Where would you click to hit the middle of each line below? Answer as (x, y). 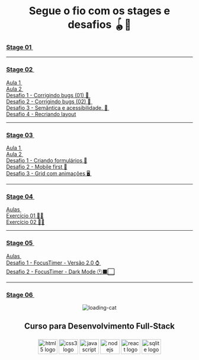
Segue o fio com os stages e (99, 11)
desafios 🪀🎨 (99, 25)
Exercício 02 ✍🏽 (25, 222)
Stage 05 (20, 243)
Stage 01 (19, 47)
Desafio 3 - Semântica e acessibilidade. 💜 (57, 107)
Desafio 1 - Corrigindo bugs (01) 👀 (48, 95)
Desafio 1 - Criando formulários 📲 (47, 161)
